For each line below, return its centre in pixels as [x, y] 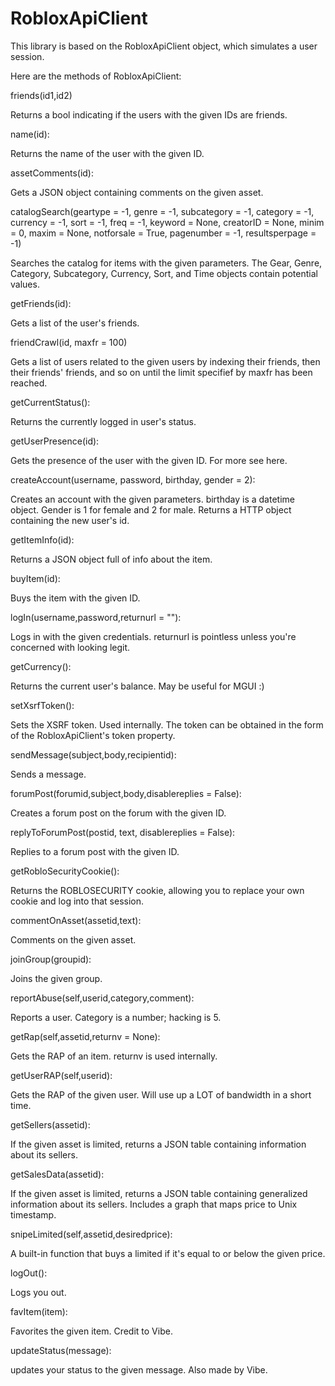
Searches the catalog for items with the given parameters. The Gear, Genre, [166, 263]
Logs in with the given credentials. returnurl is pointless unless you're [153, 636]
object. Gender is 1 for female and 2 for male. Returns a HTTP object [151, 509]
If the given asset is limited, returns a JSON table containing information [158, 1144]
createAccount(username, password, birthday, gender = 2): [133, 479]
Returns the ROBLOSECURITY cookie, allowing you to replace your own [157, 890]
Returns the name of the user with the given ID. [107, 153]
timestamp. [33, 1214]
